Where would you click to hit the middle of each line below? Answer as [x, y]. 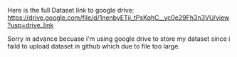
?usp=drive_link [31, 25]
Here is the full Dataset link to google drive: [71, 10]
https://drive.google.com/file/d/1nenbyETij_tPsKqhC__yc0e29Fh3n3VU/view [118, 18]
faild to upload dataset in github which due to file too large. [94, 46]
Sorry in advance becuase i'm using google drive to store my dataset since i [119, 39]
